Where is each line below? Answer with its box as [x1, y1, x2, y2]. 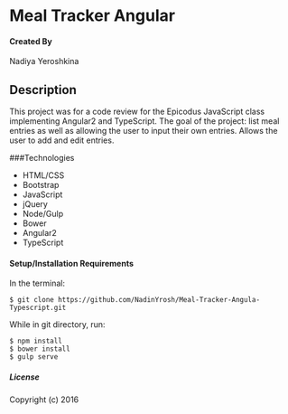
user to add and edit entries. [9, 135, 115, 146]
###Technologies [9, 153, 75, 164]
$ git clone [9, 296, 54, 305]
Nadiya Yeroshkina [9, 56, 79, 67]
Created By [9, 35, 52, 46]
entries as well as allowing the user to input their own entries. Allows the [9, 126, 278, 136]
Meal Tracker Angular [9, 5, 176, 26]
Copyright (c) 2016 [9, 394, 79, 405]
